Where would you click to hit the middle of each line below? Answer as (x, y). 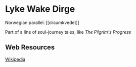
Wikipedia (15, 59)
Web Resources (30, 47)
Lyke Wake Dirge (40, 9)
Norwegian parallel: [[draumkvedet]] (42, 22)
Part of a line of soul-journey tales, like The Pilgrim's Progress (68, 32)
